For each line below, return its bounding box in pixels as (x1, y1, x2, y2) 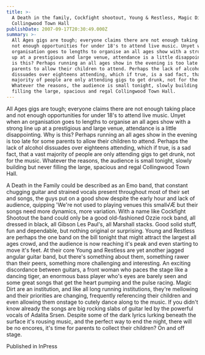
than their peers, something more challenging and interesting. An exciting (6, 259, 191, 267)
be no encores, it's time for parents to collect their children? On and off (6, 324, 185, 331)
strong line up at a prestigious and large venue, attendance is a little (6, 124, 177, 132)
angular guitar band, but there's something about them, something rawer (6, 253, 189, 260)
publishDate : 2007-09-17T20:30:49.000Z (6, 26, 108, 32)
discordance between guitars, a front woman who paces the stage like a (6, 266, 188, 273)
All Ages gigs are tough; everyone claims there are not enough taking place (6, 105, 196, 112)
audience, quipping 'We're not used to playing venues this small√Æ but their (6, 201, 198, 208)
